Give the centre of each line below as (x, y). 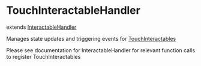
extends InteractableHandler (41, 27)
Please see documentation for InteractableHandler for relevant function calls (101, 50)
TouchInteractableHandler (73, 10)
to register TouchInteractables (43, 56)
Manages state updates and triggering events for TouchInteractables (91, 38)
